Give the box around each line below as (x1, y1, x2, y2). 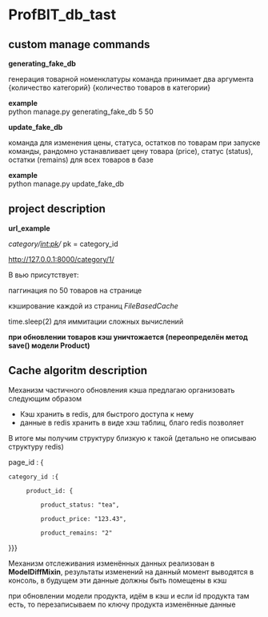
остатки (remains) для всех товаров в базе (8, 155, 154, 164)
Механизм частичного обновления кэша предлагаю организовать (8, 385, 235, 394)
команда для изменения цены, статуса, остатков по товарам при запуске (8, 138, 261, 147)
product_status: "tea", (40, 501, 120, 509)
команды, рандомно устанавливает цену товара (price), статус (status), (8, 147, 254, 155)
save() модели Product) (8, 341, 90, 350)
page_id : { (8, 457, 44, 466)
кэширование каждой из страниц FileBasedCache (8, 300, 178, 310)
